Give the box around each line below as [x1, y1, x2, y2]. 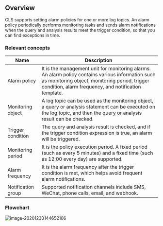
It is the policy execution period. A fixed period [41, 143, 148, 150]
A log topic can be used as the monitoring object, [41, 97, 154, 104]
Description [84, 57, 113, 64]
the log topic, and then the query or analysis [41, 109, 142, 116]
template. [41, 89, 63, 96]
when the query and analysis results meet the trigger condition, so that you [5, 27, 155, 33]
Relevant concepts [5, 44, 50, 51]
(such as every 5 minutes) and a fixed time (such [41, 150, 153, 156]
